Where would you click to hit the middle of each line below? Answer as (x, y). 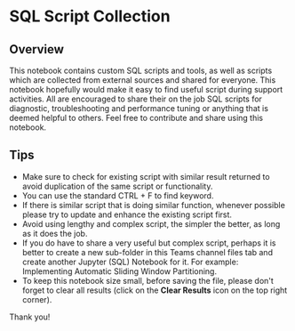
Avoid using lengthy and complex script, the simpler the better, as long (151, 223)
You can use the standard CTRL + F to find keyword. (118, 195)
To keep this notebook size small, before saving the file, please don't (147, 280)
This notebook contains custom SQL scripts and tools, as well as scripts (141, 70)
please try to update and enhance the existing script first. (127, 214)
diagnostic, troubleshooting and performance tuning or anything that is (139, 108)
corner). (37, 299)
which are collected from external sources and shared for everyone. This (143, 80)
